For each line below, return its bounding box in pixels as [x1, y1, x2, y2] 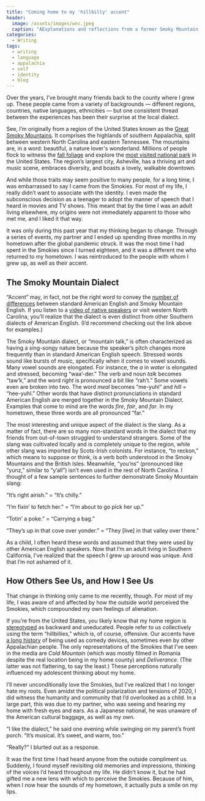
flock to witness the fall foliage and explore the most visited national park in [6, 151, 197, 159]
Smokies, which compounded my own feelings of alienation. [6, 605, 158, 612]
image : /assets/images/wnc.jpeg [12, 20, 95, 26]
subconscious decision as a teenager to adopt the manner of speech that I [6, 196, 194, 203]
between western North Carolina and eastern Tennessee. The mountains [6, 138, 190, 146]
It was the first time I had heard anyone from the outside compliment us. [6, 755, 188, 762]
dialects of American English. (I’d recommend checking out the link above [6, 319, 192, 327]
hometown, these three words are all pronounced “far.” [6, 409, 145, 416]
